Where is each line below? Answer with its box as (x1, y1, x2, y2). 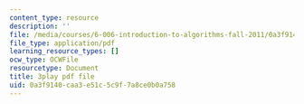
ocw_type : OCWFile (9, 55, 79, 64)
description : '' (9, 22, 71, 31)
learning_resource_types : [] (9, 47, 119, 56)
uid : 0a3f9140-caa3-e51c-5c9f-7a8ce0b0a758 (9, 80, 176, 90)
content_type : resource (9, 13, 100, 23)
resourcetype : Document (9, 64, 100, 73)
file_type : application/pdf (9, 38, 116, 48)
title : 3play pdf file (9, 72, 95, 81)
